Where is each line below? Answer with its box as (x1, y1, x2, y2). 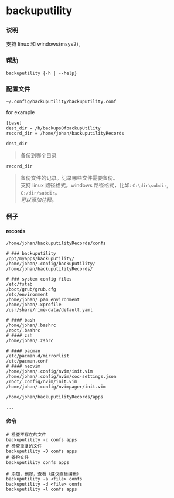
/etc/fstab (6, 281, 33, 288)
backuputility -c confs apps (6, 437, 77, 443)
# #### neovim (6, 363, 41, 370)
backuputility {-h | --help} (6, 70, 77, 76)
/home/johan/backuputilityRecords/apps (6, 394, 104, 400)
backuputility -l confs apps (6, 486, 77, 493)
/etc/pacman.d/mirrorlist (6, 353, 69, 359)
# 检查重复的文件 (6, 444, 42, 449)
